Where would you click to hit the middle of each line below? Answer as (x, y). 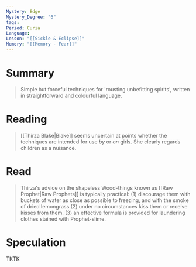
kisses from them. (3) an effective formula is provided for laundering (103, 213)
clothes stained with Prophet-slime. (63, 219)
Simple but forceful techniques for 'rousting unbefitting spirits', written (105, 89)
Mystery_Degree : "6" (31, 17)
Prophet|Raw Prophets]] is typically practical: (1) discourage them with (105, 194)
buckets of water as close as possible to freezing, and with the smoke (104, 200)
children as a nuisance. (48, 148)
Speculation (36, 242)
